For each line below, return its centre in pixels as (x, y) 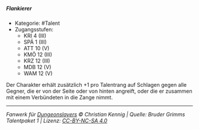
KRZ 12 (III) (37, 61)
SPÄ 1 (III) (35, 42)
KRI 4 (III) (35, 35)
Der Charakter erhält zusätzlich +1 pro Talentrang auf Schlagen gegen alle (97, 84)
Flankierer (19, 8)
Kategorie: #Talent (37, 23)
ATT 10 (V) (36, 48)
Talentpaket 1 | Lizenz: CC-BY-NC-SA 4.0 (57, 121)
